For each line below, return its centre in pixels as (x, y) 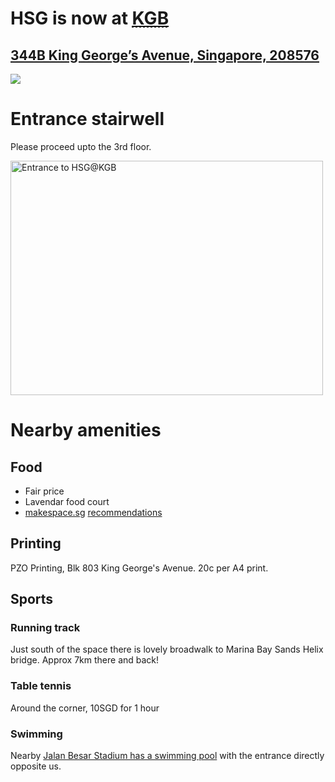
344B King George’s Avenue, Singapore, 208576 (165, 55)
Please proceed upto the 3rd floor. (81, 146)
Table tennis (41, 686)
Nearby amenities (86, 430)
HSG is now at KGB (90, 18)
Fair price (44, 491)
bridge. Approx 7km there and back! (85, 660)
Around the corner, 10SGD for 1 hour (85, 708)
